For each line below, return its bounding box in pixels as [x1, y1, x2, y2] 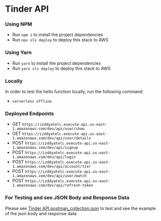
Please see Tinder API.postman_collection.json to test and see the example [5, 205, 156, 211]
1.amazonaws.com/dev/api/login [12, 155, 76, 160]
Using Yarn [5, 49, 32, 56]
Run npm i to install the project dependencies [12, 32, 103, 37]
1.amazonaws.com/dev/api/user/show [12, 127, 85, 131]
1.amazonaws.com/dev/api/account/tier [12, 164, 91, 169]
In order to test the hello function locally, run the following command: [5, 89, 144, 94]
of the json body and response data [5, 210, 77, 216]
